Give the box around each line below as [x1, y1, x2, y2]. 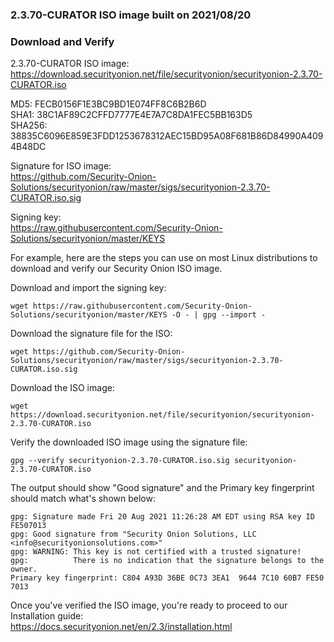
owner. [10, 564, 38, 575]
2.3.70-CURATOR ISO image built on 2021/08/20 [10, 8, 252, 22]
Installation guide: [10, 610, 84, 622]
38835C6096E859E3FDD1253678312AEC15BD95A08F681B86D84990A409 [10, 130, 324, 142]
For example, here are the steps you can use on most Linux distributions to [10, 252, 318, 264]
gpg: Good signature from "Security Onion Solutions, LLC [10, 529, 257, 540]
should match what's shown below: [10, 493, 156, 505]
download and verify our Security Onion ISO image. [10, 263, 223, 275]
